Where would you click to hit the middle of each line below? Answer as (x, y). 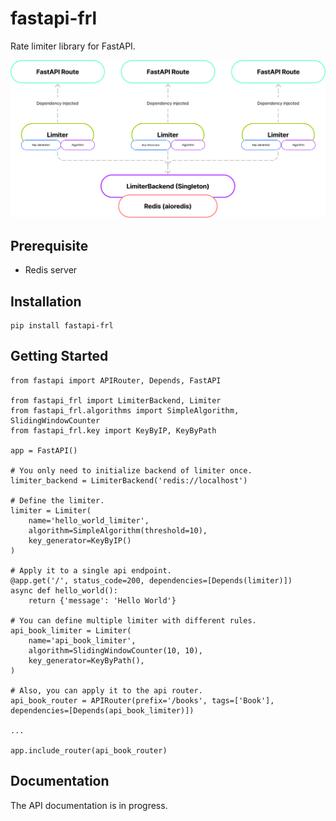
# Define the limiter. (57, 500)
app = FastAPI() (44, 450)
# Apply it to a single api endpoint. (91, 570)
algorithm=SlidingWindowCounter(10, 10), (115, 650)
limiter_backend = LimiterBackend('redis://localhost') (129, 480)
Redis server (51, 270)
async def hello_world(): (64, 590)
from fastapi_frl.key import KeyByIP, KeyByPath (113, 430)
